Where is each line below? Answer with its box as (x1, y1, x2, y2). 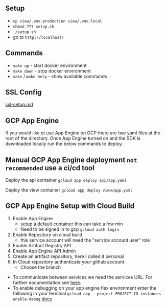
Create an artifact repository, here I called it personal (12, 253, 124, 259)
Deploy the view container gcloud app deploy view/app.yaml (5, 187, 133, 193)
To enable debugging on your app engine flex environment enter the (12, 285, 157, 291)
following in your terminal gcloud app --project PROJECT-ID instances (12, 290, 161, 296)
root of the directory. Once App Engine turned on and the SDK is (5, 135, 141, 141)
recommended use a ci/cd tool (5, 163, 94, 172)
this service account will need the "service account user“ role (20, 237, 150, 243)
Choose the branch (20, 264, 61, 270)
